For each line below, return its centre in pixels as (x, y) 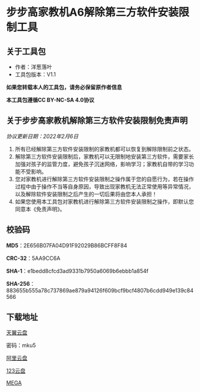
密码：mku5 (21, 345)
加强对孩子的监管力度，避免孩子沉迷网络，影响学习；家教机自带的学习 (102, 164)
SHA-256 (18, 283)
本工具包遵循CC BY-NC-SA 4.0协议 (50, 100)
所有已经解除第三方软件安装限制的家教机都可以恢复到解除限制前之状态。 (104, 149)
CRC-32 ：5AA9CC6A (33, 258)
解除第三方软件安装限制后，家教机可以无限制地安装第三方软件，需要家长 (104, 156)
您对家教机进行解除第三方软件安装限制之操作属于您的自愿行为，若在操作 (104, 179)
